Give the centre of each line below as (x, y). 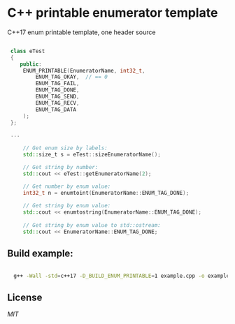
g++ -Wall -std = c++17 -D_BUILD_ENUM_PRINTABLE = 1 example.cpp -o (109, 276)
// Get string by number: (60, 167)
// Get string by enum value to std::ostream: (92, 225)
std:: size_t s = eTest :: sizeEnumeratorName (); (92, 155)
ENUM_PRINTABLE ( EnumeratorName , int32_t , (84, 71)
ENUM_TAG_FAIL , (57, 84)
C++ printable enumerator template (113, 13)
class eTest (28, 51)
